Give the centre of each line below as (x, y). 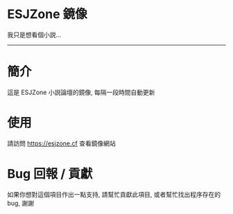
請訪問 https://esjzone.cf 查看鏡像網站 (61, 143)
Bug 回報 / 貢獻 (50, 174)
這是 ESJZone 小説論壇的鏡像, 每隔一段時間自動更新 (81, 92)
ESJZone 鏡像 (48, 14)
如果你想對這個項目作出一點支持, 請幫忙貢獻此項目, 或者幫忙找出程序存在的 (114, 194)
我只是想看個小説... (34, 35)
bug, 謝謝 (21, 203)
